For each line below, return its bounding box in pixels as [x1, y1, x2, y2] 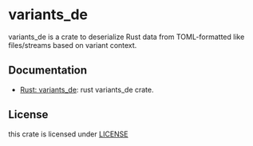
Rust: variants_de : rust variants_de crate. [19, 85, 154, 94]
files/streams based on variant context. [8, 40, 137, 49]
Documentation [8, 64, 88, 77]
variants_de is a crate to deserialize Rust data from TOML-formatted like [8, 32, 245, 41]
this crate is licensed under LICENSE [8, 129, 128, 139]
